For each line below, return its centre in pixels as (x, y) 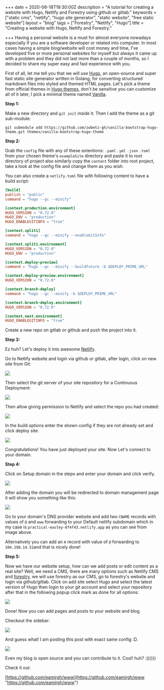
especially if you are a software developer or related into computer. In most (81, 43)
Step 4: (13, 464)
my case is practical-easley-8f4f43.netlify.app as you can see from (76, 527)
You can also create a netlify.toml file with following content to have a (77, 176)
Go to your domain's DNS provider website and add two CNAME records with (81, 517)
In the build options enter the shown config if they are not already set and (79, 426)
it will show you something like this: (41, 498)
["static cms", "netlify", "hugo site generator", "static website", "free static (80, 17)
